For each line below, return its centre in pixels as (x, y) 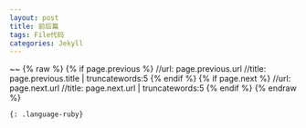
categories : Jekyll (47, 43)
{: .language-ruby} (47, 114)
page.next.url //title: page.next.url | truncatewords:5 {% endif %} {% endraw (153, 88)
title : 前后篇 (34, 26)
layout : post (34, 18)
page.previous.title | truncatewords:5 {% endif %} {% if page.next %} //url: (150, 79)
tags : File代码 (37, 34)
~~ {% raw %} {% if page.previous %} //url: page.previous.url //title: (138, 69)
